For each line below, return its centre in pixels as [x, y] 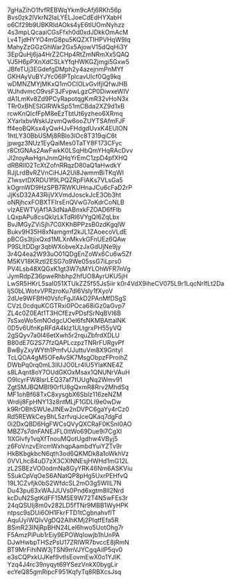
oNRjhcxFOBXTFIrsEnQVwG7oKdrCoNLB [66, 202]
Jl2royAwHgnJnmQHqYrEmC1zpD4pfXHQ [67, 158]
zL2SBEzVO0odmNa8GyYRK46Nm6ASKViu [70, 468]
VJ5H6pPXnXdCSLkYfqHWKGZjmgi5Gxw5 [69, 62]
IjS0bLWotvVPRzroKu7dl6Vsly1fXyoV [60, 291]
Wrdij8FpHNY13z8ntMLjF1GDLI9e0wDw [64, 402]
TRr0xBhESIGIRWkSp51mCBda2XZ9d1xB [66, 106]
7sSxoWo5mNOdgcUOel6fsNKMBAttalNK [67, 320]
